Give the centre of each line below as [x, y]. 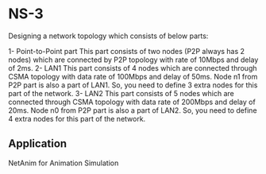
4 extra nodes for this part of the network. [77, 118]
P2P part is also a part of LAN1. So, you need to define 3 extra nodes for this [133, 85]
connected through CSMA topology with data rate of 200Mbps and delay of [132, 102]
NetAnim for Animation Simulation [64, 163]
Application [38, 144]
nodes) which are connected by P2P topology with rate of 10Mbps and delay [133, 60]
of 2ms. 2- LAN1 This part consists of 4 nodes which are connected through [133, 68]
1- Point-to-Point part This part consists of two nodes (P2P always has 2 [126, 51]
